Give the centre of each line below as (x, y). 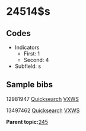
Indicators (27, 47)
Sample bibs (30, 85)
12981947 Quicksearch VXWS (42, 99)
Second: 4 (36, 60)
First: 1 (32, 54)
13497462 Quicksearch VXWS (43, 110)
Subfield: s (28, 66)
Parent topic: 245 (27, 122)
